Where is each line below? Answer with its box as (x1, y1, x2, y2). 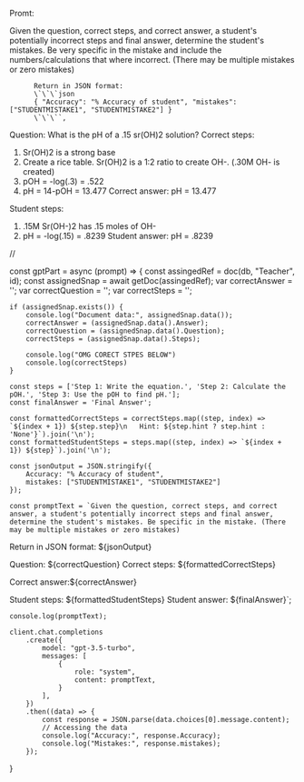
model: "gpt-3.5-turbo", (42, 644, 136, 653)
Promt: (9, 8, 34, 18)
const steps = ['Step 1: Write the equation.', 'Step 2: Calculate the (9, 382, 286, 391)
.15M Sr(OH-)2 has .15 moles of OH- (22, 221, 157, 231)
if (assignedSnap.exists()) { (9, 303, 124, 312)
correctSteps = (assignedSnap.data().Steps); (25, 335, 201, 344)
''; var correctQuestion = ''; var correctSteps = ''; (9, 286, 192, 296)
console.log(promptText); (9, 612, 107, 621)
